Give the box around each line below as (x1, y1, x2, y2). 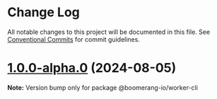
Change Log (7, 4, 80, 21)
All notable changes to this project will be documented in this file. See (7, 28, 211, 36)
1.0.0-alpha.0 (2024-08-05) (7, 60, 177, 76)
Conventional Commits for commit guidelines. (7, 35, 140, 43)
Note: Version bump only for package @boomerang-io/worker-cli (7, 83, 198, 92)
